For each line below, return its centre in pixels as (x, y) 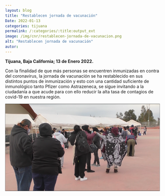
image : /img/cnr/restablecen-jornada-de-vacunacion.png (63, 36)
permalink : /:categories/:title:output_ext (50, 31)
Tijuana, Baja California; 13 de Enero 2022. (49, 61)
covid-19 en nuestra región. (33, 97)
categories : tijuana (26, 26)
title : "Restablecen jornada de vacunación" (51, 15)
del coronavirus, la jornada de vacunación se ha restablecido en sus (74, 76)
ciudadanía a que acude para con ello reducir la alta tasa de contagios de (79, 91)
